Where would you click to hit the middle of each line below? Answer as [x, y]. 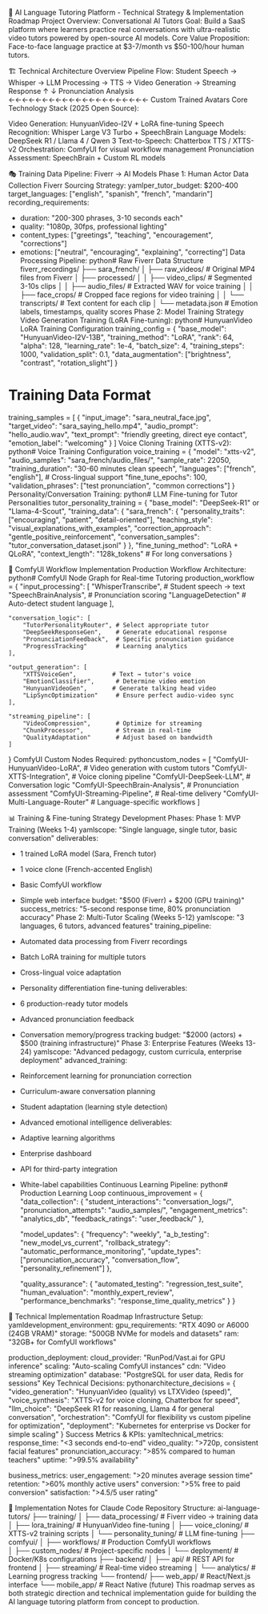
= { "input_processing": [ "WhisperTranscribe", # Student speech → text [127, 586]
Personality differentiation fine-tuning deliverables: [104, 987]
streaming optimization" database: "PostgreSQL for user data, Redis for [126, 1374]
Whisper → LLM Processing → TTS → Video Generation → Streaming [122, 83]
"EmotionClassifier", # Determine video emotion [114, 681]
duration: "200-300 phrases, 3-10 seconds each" [102, 218]
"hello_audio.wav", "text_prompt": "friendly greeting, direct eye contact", [128, 434]
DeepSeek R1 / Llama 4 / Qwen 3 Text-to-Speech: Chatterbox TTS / [120, 141]
